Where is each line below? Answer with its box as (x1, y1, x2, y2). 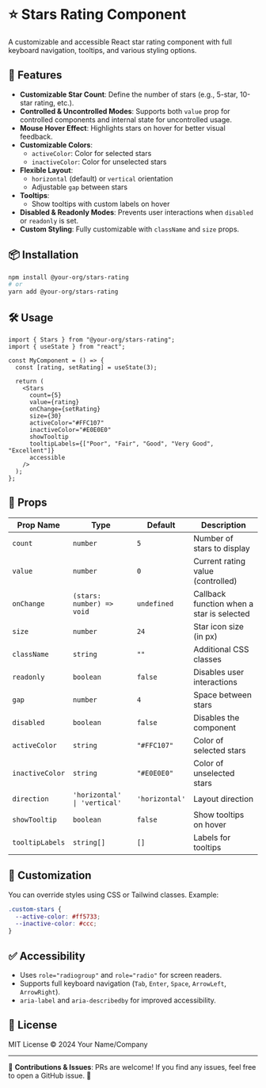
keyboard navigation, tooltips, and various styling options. (8, 45, 197, 55)
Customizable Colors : (19, 139, 93, 150)
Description (200, 519, 247, 530)
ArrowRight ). (19, 987, 61, 996)
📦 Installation (8, 248, 79, 262)
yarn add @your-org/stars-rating (8, 288, 119, 296)
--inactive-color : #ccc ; (15, 920, 97, 928)
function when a (193, 598, 254, 609)
